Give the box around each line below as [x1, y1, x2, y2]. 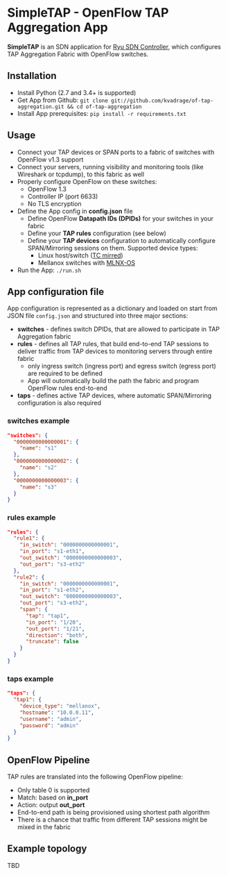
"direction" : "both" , [25, 631, 89, 639]
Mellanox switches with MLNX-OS [37, 258, 136, 266]
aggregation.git [17, 103, 64, 110]
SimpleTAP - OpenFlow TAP [7, 5, 169, 21]
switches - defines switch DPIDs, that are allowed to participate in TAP [17, 325, 220, 334]
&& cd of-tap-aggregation [67, 103, 142, 110]
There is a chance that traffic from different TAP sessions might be [17, 815, 208, 824]
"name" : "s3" [19, 484, 58, 491]
